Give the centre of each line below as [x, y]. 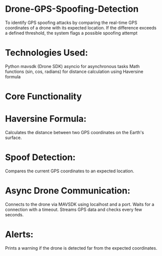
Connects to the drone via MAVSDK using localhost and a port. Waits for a [80, 204]
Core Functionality [44, 97]
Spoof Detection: [40, 157]
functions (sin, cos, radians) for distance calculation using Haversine [74, 71]
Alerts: [19, 235]
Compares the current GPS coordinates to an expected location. [70, 171]
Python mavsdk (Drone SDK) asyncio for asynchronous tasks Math [72, 66]
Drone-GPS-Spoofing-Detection [72, 9]
